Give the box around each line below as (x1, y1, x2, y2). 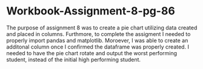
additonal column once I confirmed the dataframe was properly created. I (6, 43, 190, 50)
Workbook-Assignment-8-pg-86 (6, 4, 176, 18)
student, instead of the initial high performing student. (6, 56, 141, 63)
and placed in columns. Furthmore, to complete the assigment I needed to (6, 30, 191, 37)
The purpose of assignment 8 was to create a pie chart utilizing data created (6, 24, 198, 31)
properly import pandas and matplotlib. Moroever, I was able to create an (6, 37, 188, 44)
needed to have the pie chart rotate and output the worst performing (6, 49, 178, 56)
